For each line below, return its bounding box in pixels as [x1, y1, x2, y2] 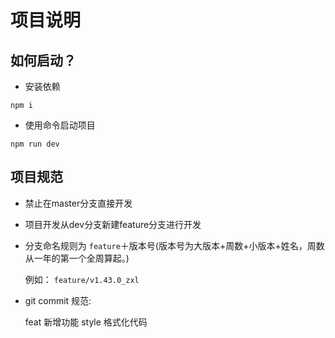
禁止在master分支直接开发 [24, 197, 133, 209]
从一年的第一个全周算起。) [24, 252, 130, 264]
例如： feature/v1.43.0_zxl [24, 273, 140, 285]
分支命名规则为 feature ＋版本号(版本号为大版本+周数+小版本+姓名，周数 [24, 239, 325, 251]
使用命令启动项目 [24, 119, 96, 131]
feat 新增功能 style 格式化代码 [24, 316, 148, 328]
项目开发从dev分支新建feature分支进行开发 [24, 218, 202, 230]
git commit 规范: [24, 294, 92, 306]
